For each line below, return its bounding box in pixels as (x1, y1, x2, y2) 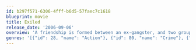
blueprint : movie (6, 14, 48, 20)
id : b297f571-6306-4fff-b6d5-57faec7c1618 (6, 8, 111, 14)
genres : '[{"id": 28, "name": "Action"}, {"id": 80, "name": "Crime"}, (6, 35, 184, 41)
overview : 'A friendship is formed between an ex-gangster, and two (6, 30, 176, 36)
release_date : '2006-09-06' (6, 24, 75, 30)
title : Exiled (6, 19, 41, 25)
